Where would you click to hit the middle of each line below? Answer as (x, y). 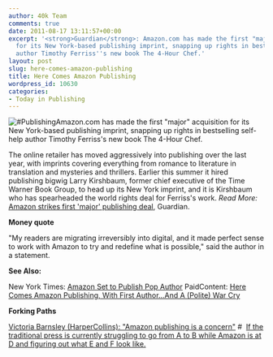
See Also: (25, 271)
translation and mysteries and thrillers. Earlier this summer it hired (119, 172)
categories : (28, 91)
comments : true (34, 24)
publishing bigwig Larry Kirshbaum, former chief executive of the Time (127, 181)
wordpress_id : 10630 (43, 84)
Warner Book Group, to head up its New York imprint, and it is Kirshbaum (130, 189)
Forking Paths (32, 311)
